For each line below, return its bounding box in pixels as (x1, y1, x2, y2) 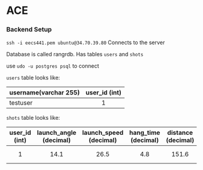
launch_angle (37, 128, 77, 137)
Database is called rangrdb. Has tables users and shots (6, 51, 144, 58)
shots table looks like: (6, 114, 60, 122)
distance (167, 128, 193, 137)
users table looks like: (6, 74, 60, 82)
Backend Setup (6, 25, 53, 34)
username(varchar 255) (9, 88, 80, 97)
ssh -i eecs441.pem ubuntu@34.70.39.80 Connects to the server (6, 39, 165, 46)
